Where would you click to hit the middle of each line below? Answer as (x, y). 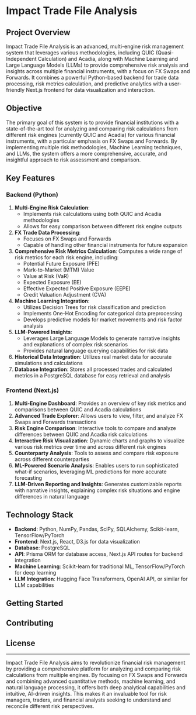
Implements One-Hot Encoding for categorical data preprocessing (103, 313)
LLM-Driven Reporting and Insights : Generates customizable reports (98, 484)
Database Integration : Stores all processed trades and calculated (93, 369)
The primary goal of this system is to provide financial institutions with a (92, 122)
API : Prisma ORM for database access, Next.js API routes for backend (98, 554)
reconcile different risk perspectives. (50, 706)
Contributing (30, 623)
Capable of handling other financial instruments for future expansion (105, 245)
